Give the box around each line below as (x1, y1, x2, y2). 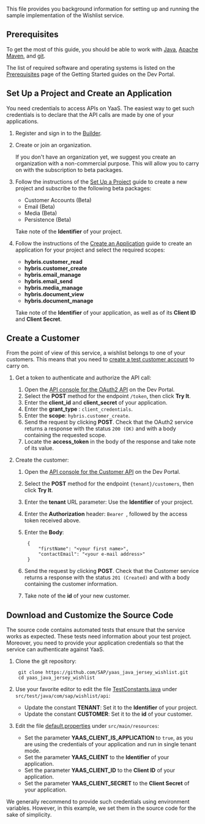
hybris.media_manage (24, 284, 83, 291)
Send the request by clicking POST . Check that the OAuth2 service (24, 419, 194, 426)
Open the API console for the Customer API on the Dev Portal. (24, 468, 181, 476)
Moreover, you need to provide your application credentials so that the (6, 639, 184, 646)
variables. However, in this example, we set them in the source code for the (6, 804, 196, 812)
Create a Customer (6, 333, 80, 343)
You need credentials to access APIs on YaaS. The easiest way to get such (6, 104, 195, 112)
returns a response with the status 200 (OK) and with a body (24, 425, 176, 432)
